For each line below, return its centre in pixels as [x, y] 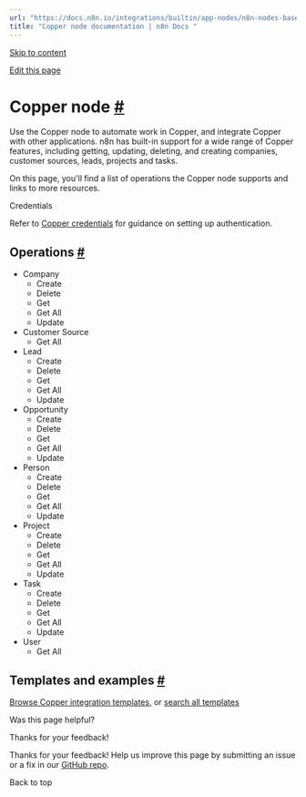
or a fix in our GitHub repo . [59, 765]
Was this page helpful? [52, 720]
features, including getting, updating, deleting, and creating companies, [143, 151]
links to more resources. [55, 189]
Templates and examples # [87, 680]
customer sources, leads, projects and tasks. [94, 161]
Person [36, 468]
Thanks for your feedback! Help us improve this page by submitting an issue [153, 755]
